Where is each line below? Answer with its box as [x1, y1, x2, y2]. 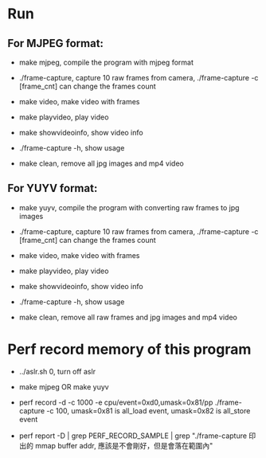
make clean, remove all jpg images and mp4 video [18, 159, 184, 168]
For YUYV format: [7, 182, 98, 195]
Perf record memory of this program [7, 340, 252, 358]
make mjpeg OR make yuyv [18, 382, 109, 391]
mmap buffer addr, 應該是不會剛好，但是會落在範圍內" [34, 440, 213, 450]
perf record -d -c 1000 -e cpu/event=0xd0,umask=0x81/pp [18, 397, 213, 407]
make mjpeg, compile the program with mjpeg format [18, 57, 194, 67]
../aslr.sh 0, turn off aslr [18, 366, 96, 376]
